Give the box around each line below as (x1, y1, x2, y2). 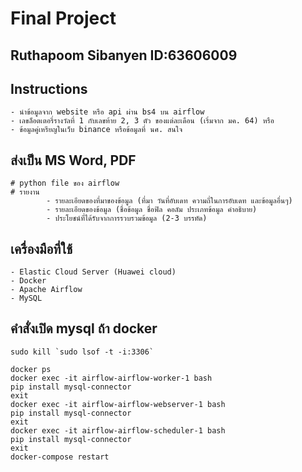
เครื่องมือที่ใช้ (10, 240, 73, 257)
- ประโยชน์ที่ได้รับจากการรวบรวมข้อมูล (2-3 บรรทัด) (46, 213, 208, 224)
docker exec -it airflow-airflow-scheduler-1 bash (10, 425, 226, 436)
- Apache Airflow (10, 285, 83, 295)
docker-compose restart (10, 452, 110, 462)
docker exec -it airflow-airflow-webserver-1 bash (10, 399, 226, 409)
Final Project (10, 7, 117, 30)
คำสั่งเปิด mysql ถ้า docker (10, 320, 158, 337)
